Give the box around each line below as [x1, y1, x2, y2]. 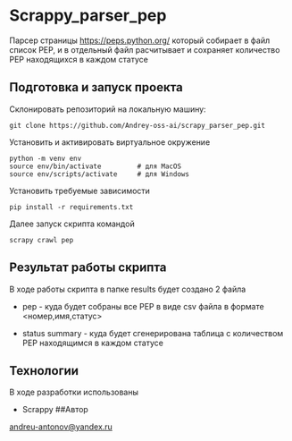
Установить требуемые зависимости [9, 185, 150, 196]
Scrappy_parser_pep [9, 5, 167, 26]
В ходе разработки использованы [9, 386, 139, 398]
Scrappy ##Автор [21, 404, 89, 415]
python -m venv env [9, 154, 82, 163]
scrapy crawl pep [9, 235, 74, 244]
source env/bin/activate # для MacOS [9, 162, 181, 171]
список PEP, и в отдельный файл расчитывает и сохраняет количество [9, 44, 280, 55]
